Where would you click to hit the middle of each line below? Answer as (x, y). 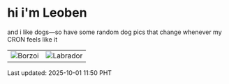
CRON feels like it (32, 39)
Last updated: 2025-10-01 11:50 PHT (60, 73)
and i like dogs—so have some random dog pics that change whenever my (114, 32)
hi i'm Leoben (47, 13)
